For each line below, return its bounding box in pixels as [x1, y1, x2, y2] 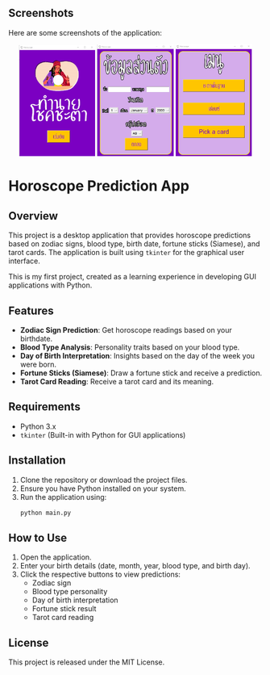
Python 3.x [19, 421, 56, 431]
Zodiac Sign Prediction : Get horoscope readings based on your [19, 325, 232, 334]
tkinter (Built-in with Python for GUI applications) [19, 430, 186, 439]
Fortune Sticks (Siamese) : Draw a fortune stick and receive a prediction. [19, 367, 263, 378]
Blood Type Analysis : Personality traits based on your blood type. [19, 342, 240, 352]
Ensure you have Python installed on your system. [19, 484, 187, 493]
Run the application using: [19, 492, 107, 501]
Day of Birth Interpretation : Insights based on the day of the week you [19, 350, 255, 360]
